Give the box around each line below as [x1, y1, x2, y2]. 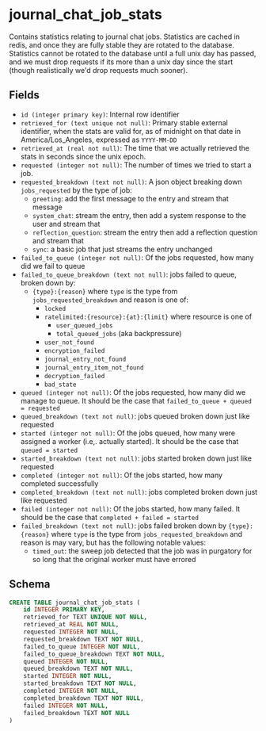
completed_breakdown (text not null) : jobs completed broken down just [20, 487, 258, 496]
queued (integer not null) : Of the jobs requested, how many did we [20, 387, 246, 397]
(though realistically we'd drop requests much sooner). [9, 65, 188, 75]
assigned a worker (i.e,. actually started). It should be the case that [20, 436, 239, 446]
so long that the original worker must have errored [32, 554, 196, 564]
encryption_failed [44, 346, 105, 354]
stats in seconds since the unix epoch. [20, 151, 146, 161]
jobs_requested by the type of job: [20, 185, 133, 195]
